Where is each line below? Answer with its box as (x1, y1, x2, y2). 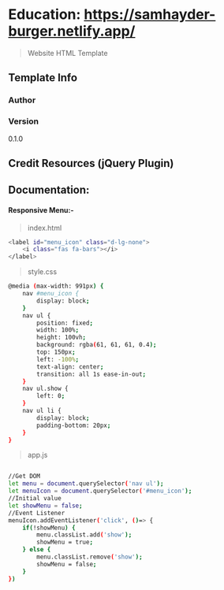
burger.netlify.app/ (8, 22, 136, 40)
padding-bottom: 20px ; (36, 421, 111, 429)
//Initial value (8, 495, 62, 503)
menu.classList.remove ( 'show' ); (36, 553, 144, 561)
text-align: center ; (36, 362, 104, 371)
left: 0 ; (36, 392, 65, 400)
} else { (22, 546, 51, 554)
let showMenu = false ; (8, 502, 83, 510)
